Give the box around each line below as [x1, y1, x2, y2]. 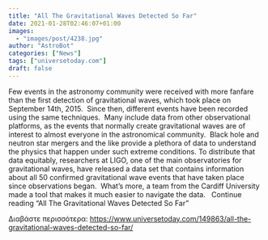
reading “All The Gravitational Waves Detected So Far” [8, 198, 189, 208]
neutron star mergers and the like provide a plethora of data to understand [8, 138, 257, 148]
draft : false [8, 65, 53, 73]
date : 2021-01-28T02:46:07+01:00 [8, 19, 121, 27]
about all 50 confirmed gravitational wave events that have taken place [8, 172, 245, 182]
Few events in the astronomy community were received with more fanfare [8, 86, 254, 96]
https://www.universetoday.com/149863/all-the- [89, 213, 252, 223]
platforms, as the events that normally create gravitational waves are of [8, 120, 245, 130]
